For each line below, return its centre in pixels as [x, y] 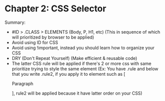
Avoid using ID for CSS [35, 42]
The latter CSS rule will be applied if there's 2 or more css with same [82, 63]
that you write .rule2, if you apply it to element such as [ [68, 74]
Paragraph [22, 83]
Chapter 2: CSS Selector [56, 9]
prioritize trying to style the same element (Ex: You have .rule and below [85, 69]
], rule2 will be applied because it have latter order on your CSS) [77, 93]
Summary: [15, 22]
